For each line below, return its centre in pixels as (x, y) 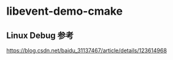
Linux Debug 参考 (40, 35)
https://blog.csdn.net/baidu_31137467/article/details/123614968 (87, 51)
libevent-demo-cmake (65, 11)
